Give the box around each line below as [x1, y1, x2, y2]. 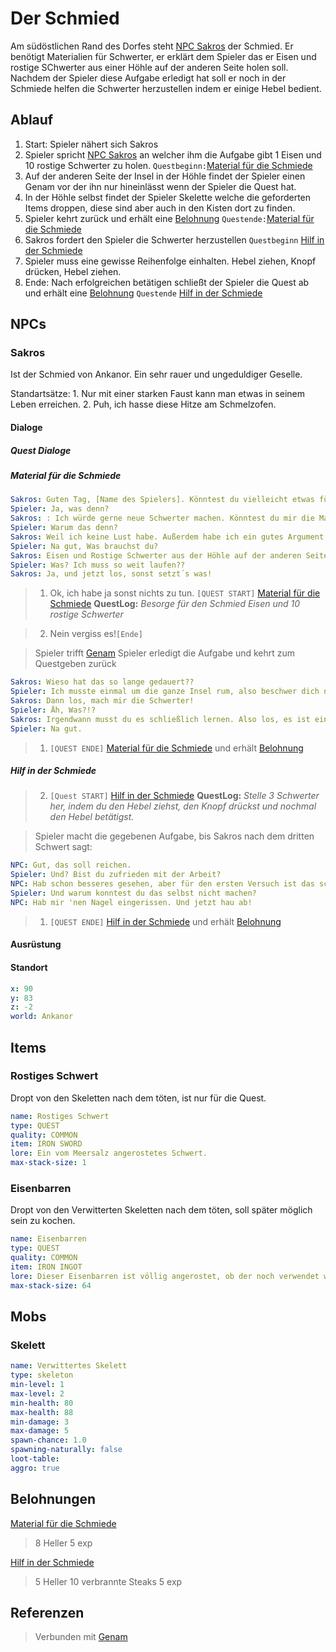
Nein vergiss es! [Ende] [49, 628, 143, 640]
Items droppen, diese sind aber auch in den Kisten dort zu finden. [24, 202, 296, 214]
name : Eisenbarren [10, 1234, 87, 1244]
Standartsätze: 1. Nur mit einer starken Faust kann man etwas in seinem [10, 388, 305, 400]
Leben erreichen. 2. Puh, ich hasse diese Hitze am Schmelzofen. [10, 398, 277, 411]
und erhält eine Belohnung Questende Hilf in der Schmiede [24, 287, 263, 299]
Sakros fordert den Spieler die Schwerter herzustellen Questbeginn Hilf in [24, 233, 325, 246]
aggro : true [10, 1463, 60, 1473]
